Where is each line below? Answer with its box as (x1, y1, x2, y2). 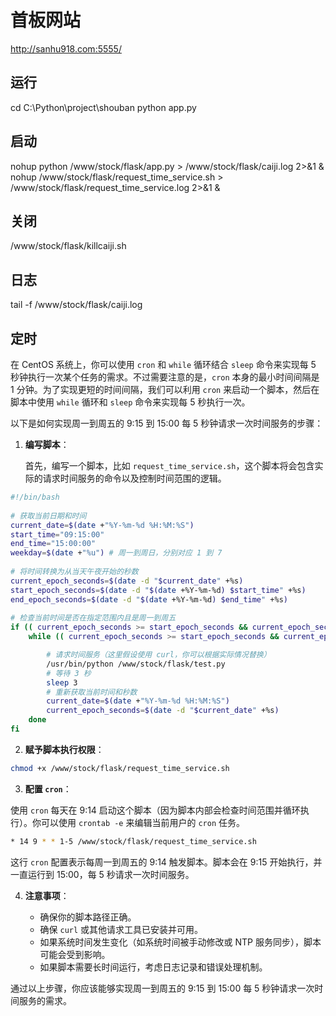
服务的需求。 (18, 994, 72, 1006)
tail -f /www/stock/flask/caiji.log (10, 299, 143, 311)
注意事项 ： (24, 889, 70, 901)
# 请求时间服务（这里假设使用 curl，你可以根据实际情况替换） (46, 650, 272, 660)
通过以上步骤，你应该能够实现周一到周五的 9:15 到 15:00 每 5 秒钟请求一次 (10, 982, 315, 994)
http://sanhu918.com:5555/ (10, 42, 122, 55)
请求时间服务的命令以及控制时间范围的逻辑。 (42, 472, 227, 484)
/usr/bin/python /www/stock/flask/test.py (46, 659, 226, 669)
